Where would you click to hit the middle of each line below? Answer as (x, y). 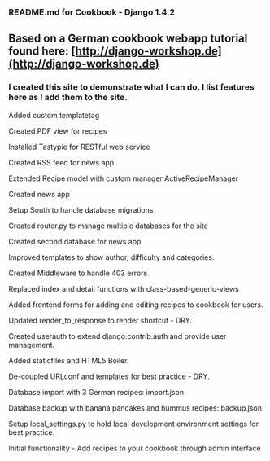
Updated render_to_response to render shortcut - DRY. (100, 320)
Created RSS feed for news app (61, 162)
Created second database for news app (75, 241)
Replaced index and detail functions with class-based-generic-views (124, 288)
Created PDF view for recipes (58, 131)
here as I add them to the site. (68, 98)
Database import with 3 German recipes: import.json (96, 392)
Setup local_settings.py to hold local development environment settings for (133, 424)
